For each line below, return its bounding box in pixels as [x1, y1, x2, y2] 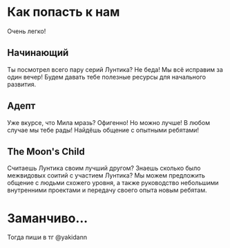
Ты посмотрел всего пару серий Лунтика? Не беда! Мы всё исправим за [7, 65, 223, 73]
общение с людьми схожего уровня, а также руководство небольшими [7, 179, 219, 187]
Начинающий [7, 47, 69, 59]
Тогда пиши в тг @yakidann [7, 233, 88, 242]
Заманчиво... [7, 210, 88, 226]
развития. [7, 80, 37, 88]
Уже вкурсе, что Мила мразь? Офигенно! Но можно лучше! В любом [7, 118, 211, 126]
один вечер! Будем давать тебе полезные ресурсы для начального [7, 73, 206, 81]
